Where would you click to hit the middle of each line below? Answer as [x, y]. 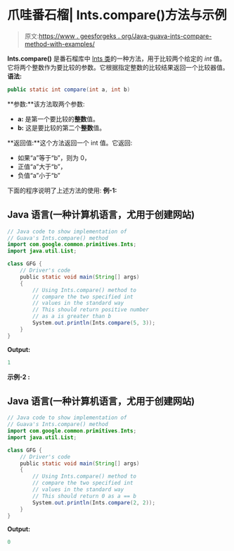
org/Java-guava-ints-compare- [167, 36]
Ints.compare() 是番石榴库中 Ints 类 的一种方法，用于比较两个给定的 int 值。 [117, 59]
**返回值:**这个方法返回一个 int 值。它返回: [70, 143]
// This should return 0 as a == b [85, 496]
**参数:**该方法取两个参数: [46, 104]
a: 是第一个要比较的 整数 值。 [58, 119]
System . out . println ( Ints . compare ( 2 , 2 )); [94, 502]
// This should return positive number [91, 310]
